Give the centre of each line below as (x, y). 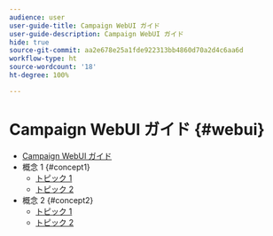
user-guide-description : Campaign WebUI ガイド (97, 34)
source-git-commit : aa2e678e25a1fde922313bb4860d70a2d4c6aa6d (126, 51)
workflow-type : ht (43, 59)
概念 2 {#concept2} (58, 200)
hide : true (29, 42)
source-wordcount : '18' (53, 67)
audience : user (37, 17)
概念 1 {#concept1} (56, 167)
